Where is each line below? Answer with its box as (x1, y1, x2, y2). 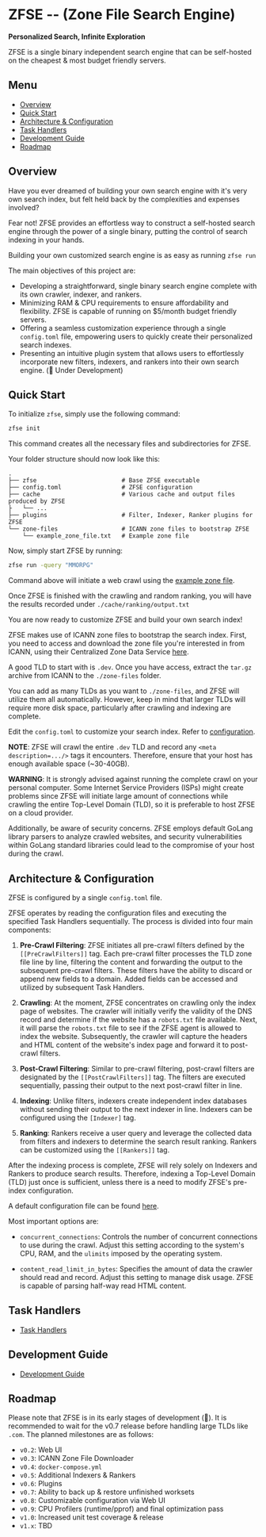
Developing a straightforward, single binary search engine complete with (19, 281, 257, 290)
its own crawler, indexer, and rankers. (19, 289, 142, 299)
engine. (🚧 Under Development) (19, 365, 123, 374)
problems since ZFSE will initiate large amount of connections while (8, 791, 229, 801)
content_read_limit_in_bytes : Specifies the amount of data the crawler (19, 1263, 253, 1274)
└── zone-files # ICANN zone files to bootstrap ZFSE (8, 525, 249, 533)
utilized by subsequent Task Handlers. (19, 982, 145, 992)
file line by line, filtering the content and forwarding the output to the (19, 957, 243, 967)
